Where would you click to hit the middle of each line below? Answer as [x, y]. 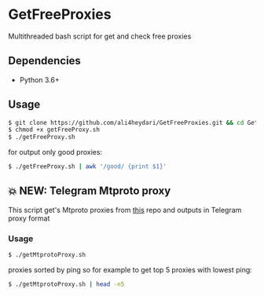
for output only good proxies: [55, 152]
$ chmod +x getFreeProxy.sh [54, 130]
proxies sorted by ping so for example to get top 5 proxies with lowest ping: [130, 270]
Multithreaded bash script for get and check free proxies [100, 36]
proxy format [29, 218]
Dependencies [44, 61]
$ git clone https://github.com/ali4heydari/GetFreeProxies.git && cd [126, 122]
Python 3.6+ [40, 79]
